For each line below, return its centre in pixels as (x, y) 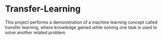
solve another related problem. (36, 32)
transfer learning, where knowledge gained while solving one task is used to (81, 27)
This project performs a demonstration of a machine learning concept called (81, 22)
